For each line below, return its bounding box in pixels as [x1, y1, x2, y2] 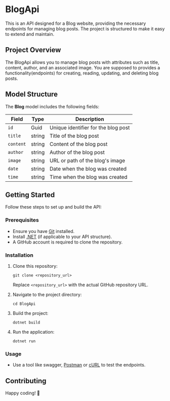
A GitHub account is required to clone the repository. [12, 239, 123, 245]
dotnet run [12, 338, 36, 344]
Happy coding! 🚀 [5, 390, 40, 396]
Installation [5, 252, 34, 259]
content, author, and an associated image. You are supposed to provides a [5, 64, 160, 70]
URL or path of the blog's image [50, 157, 125, 164]
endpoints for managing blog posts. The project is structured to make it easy [5, 25, 165, 31]
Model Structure [5, 90, 58, 99]
